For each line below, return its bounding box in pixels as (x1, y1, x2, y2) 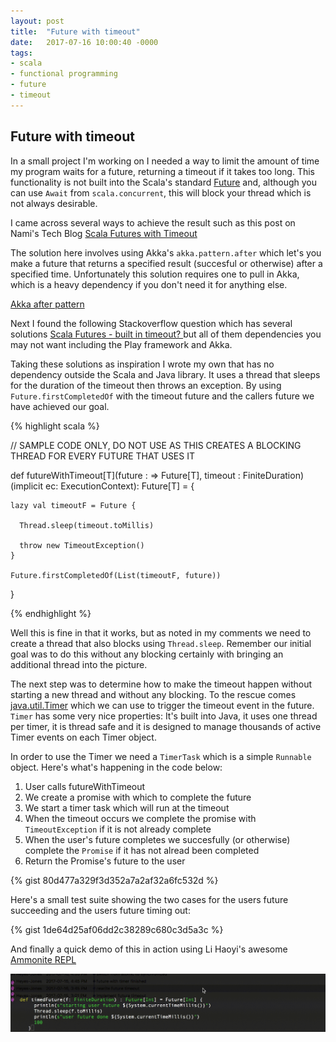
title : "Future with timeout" (10, 26, 141, 37)
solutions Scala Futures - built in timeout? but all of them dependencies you (10, 328, 322, 340)
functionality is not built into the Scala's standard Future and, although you (10, 176, 318, 188)
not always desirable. (10, 197, 98, 209)
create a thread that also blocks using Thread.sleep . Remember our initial (10, 637, 312, 649)
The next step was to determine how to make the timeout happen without (10, 678, 313, 690)
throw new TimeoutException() (19, 540, 145, 550)
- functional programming (10, 69, 118, 79)
